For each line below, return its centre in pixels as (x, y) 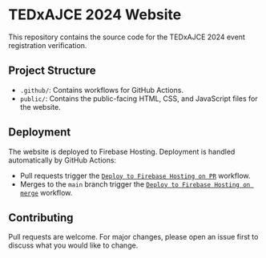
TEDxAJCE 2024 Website (95, 15)
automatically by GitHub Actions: (62, 160)
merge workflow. (46, 192)
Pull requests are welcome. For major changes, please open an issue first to (133, 237)
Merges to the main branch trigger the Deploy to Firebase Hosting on (135, 184)
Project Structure (52, 71)
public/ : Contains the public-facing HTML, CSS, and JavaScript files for (139, 99)
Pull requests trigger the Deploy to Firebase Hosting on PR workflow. (135, 175)
